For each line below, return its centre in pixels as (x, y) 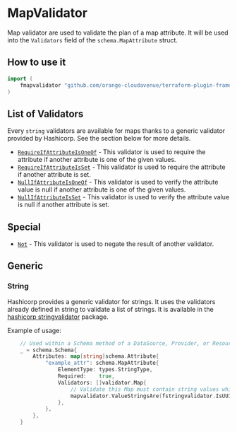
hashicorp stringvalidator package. (58, 317)
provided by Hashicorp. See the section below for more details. (99, 139)
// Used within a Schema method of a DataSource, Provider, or (115, 343)
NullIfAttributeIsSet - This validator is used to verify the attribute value (123, 197)
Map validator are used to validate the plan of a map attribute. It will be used (118, 33)
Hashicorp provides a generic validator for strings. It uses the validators (111, 301)
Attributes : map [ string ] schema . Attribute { (96, 356)
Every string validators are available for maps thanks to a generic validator (116, 131)
